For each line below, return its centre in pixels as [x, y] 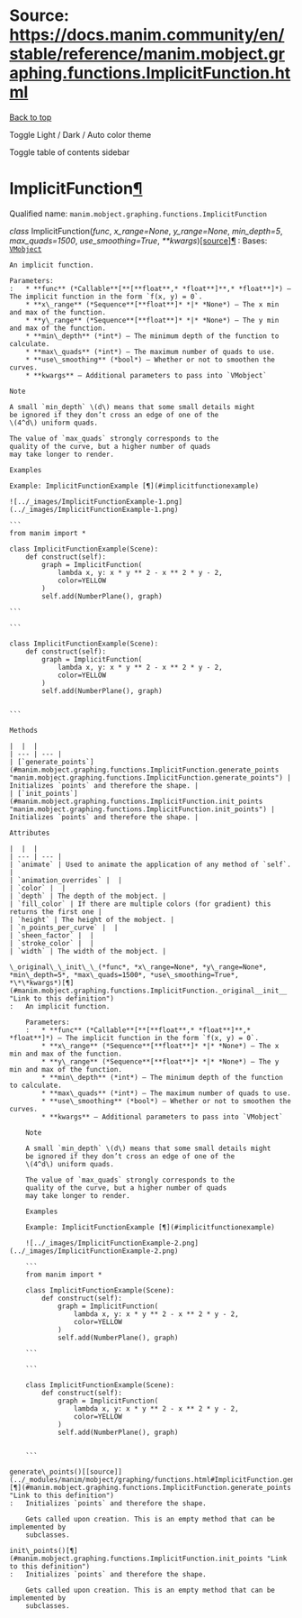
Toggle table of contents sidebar [70, 152]
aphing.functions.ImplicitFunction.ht [150, 73]
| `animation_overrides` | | [66, 880]
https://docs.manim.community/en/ [147, 35]
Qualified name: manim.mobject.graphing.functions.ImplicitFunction [138, 214]
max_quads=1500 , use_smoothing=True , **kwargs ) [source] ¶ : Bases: [138, 241]
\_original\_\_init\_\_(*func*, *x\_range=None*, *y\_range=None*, [138, 967]
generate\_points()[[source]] [66, 1472]
